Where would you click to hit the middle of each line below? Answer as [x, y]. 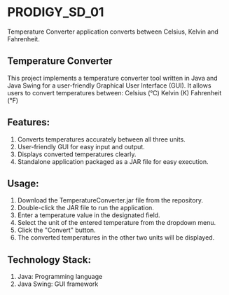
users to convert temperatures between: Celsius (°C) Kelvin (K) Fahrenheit [114, 92]
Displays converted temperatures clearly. [77, 154]
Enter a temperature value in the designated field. [89, 215]
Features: [29, 122]
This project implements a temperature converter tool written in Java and [113, 78]
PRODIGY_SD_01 [56, 12]
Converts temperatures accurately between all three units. [101, 139]
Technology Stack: [49, 260]
